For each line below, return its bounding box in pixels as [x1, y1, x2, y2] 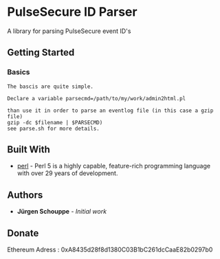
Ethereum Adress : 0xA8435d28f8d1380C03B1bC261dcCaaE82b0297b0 [7, 245, 213, 254]
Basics [7, 67, 30, 77]
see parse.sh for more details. [7, 125, 100, 132]
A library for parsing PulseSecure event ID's [7, 27, 131, 35]
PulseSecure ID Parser [7, 4, 137, 20]
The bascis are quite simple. [7, 83, 94, 90]
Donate [7, 227, 39, 239]
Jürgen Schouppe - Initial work [16, 207, 107, 216]
